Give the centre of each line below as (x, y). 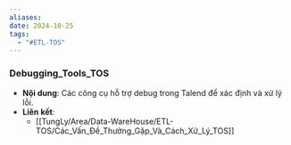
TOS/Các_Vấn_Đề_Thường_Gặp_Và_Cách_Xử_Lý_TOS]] (135, 131)
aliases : (25, 17)
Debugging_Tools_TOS (59, 74)
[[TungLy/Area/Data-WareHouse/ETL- (104, 121)
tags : (19, 34)
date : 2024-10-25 (42, 26)
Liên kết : (38, 111)
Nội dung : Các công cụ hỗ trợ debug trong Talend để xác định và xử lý (152, 93)
